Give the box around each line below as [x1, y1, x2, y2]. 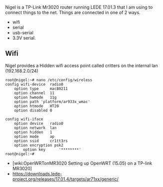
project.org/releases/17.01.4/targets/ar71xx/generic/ [12, 176, 119, 182]
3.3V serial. [12, 35, 36, 41]
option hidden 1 [14, 129, 52, 135]
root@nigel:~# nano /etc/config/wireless [5, 77, 93, 83]
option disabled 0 [14, 108, 52, 113]
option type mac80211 [14, 86, 68, 91]
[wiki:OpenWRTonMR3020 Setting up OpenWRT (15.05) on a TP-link [12, 160, 153, 166]
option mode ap [14, 134, 55, 139]
